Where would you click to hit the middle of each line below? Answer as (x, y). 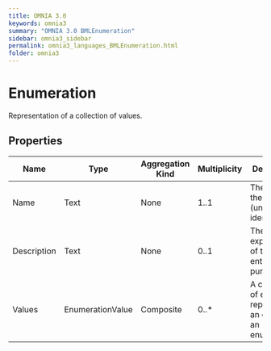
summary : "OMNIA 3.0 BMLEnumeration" (72, 31)
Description (34, 251)
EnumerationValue (98, 309)
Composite (161, 309)
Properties (35, 141)
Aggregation (165, 164)
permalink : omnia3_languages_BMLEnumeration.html (94, 46)
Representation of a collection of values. (75, 115)
